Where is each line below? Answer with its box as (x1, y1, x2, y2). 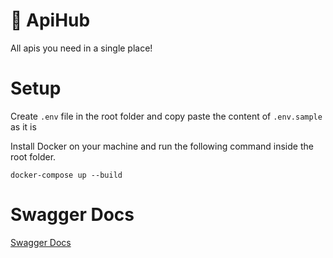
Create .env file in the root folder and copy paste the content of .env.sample (10, 110, 323, 122)
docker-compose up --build (10, 170, 123, 180)
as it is (10, 120, 37, 133)
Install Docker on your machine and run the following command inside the (10, 140, 314, 152)
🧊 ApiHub (10, 9, 91, 32)
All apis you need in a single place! (10, 42, 153, 54)
